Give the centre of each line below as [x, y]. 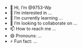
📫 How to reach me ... [33, 29]
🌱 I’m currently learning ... [36, 18]
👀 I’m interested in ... [31, 13]
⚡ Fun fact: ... [23, 41]
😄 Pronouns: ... [26, 36]
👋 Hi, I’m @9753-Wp [31, 8]
